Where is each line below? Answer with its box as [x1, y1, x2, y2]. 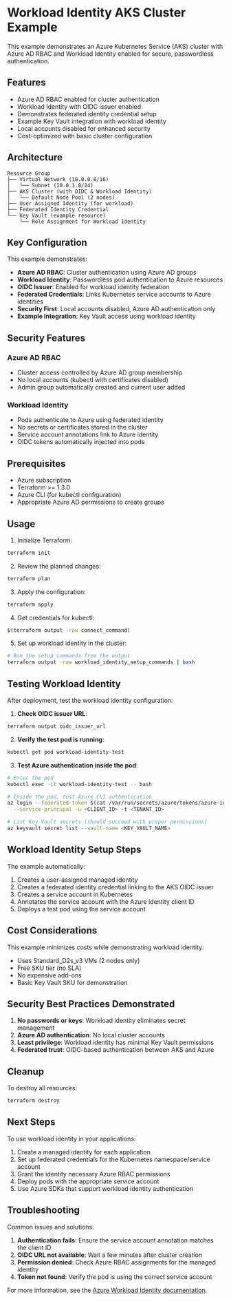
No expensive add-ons [16, 971, 82, 979]
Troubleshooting [7, 1205, 80, 1216]
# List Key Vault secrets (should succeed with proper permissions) [7, 818, 208, 825]
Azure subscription [16, 476, 71, 485]
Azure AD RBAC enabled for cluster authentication [16, 95, 160, 103]
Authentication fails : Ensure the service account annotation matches [16, 1236, 214, 1244]
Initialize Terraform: [16, 536, 73, 544]
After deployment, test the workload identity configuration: [7, 697, 173, 705]
